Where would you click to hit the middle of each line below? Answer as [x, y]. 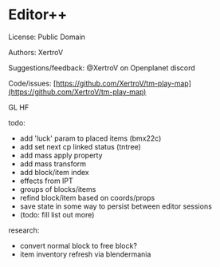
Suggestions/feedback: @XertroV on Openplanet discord [102, 68]
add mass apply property [61, 155]
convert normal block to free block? [79, 245]
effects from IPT [46, 181]
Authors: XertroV [36, 52]
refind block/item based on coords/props [87, 197]
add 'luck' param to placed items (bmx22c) [90, 138]
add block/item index [54, 172]
